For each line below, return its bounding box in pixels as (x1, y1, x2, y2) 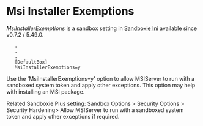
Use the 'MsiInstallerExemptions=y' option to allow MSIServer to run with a (6, 75, 194, 82)
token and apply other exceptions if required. (6, 113, 120, 120)
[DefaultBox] (14, 59, 48, 65)
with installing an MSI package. (6, 87, 85, 95)
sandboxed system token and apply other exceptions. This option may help (6, 81, 196, 89)
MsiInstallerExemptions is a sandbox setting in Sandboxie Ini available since (6, 24, 197, 32)
